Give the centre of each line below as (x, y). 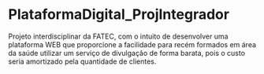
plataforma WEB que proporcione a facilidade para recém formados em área (132, 44)
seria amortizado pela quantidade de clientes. (82, 61)
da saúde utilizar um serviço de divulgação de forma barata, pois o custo (127, 53)
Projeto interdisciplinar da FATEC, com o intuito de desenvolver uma (118, 36)
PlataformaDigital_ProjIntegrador (119, 15)
